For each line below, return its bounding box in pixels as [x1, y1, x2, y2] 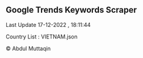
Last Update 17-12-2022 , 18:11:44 [5, 21, 91, 28]
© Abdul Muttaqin [5, 45, 51, 52]
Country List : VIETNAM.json [5, 33, 78, 40]
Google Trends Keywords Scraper [5, 5, 137, 15]
